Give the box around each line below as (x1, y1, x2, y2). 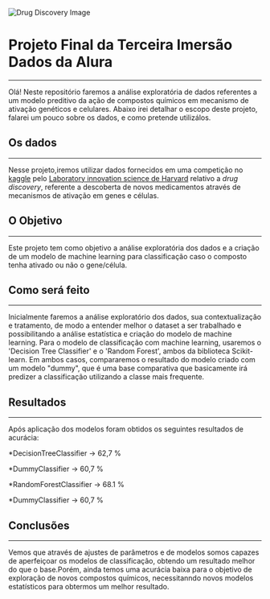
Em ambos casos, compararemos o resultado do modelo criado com (29, 355, 256, 365)
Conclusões (8, 518, 70, 532)
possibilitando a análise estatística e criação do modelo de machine (8, 329, 232, 339)
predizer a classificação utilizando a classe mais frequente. (8, 372, 205, 382)
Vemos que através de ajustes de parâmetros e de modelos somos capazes (8, 547, 260, 557)
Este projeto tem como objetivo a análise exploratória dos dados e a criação (8, 242, 260, 253)
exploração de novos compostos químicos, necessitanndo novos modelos (8, 573, 254, 583)
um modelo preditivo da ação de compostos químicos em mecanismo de (8, 95, 249, 105)
